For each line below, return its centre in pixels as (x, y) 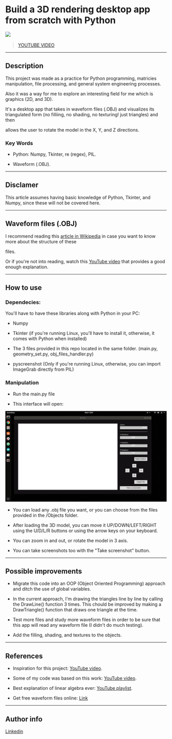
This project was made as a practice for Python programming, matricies (81, 78)
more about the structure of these (41, 241)
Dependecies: (23, 302)
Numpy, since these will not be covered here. (53, 203)
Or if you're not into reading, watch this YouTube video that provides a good (85, 261)
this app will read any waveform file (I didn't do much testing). (78, 625)
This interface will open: (38, 404)
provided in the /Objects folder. (45, 515)
